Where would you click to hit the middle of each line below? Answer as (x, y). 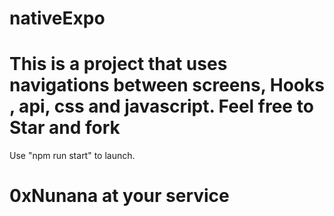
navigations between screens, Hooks (167, 85)
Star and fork (65, 128)
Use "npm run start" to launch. (72, 156)
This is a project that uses (118, 64)
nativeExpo (57, 18)
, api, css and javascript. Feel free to (161, 106)
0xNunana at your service (119, 196)
